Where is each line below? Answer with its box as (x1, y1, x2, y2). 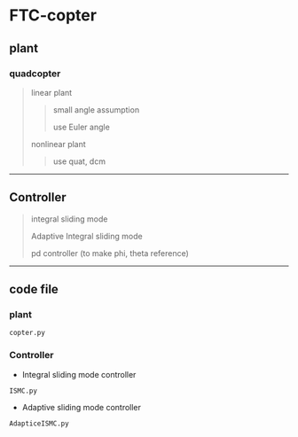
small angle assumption (52, 104, 140, 115)
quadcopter (9, 67, 61, 80)
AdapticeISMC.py (9, 418, 69, 428)
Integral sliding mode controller (21, 369, 137, 379)
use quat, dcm (52, 156, 106, 167)
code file (9, 282, 59, 297)
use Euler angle (52, 121, 111, 132)
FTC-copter (9, 5, 98, 26)
